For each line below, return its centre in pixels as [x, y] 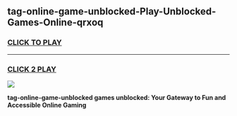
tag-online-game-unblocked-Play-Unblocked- [112, 12]
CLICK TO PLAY [35, 43]
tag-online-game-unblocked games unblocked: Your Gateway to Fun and [117, 97]
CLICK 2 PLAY [32, 69]
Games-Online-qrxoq [55, 23]
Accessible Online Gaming [47, 105]
